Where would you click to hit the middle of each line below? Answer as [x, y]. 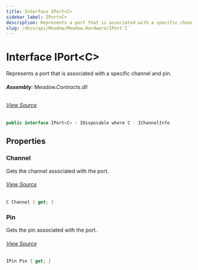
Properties [26, 141]
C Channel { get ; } [30, 202]
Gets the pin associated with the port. [52, 230]
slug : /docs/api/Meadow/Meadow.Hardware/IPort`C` [68, 28]
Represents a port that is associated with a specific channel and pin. [89, 74]
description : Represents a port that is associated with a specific [92, 22]
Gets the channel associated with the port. [57, 171]
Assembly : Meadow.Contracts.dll [47, 87]
